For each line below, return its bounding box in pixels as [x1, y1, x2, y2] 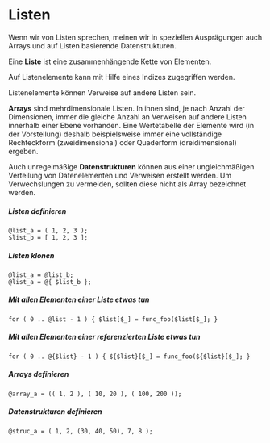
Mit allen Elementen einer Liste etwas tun [8, 295, 150, 304]
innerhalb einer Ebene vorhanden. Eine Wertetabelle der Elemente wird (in [8, 120, 255, 130]
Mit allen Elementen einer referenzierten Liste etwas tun [8, 332, 201, 342]
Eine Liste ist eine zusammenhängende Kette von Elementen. [8, 56, 212, 66]
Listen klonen [8, 250, 55, 260]
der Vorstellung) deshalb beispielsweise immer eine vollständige [8, 129, 222, 139]
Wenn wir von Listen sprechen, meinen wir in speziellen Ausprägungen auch [8, 32, 263, 42]
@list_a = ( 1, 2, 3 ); [8, 226, 89, 235]
